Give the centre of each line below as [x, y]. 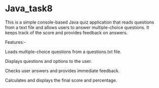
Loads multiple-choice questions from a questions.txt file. [63, 52]
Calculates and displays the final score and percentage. [61, 80]
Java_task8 [29, 9]
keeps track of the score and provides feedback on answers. [67, 32]
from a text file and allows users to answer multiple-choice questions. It [77, 27]
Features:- [15, 42]
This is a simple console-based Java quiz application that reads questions [80, 22]
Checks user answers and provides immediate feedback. [62, 71]
